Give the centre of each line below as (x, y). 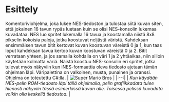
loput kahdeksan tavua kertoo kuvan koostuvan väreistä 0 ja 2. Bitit (76, 50)
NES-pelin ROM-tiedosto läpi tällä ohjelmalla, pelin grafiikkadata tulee (80, 83)
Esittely (22, 9)
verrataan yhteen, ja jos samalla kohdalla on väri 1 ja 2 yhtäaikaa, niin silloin (85, 56)
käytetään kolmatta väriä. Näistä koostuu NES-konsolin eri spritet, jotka (80, 61)
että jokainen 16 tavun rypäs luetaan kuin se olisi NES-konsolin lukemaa (81, 29)
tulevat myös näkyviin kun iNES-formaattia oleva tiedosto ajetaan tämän (81, 67)
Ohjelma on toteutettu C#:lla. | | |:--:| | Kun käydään (81, 78)
